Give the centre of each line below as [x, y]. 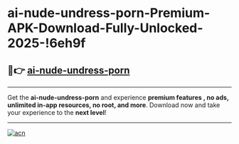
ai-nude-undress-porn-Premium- [109, 13]
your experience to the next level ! [57, 112]
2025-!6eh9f [47, 43]
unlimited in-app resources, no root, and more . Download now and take [114, 105]
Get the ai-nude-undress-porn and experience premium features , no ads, [118, 98]
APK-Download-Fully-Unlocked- [105, 28]
